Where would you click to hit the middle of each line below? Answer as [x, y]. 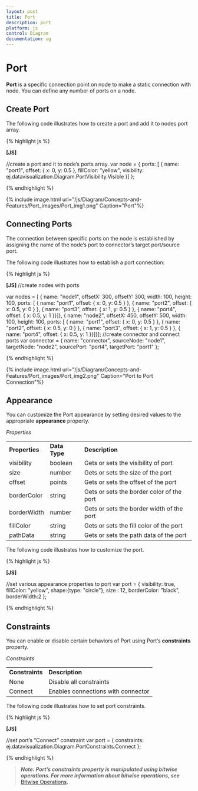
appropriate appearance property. [48, 421]
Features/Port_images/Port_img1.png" [52, 205]
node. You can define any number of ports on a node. [71, 90]
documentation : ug [29, 39]
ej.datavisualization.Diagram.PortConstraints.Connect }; [74, 747]
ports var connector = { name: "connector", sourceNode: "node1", [86, 340]
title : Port [21, 17]
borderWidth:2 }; [27, 596]
